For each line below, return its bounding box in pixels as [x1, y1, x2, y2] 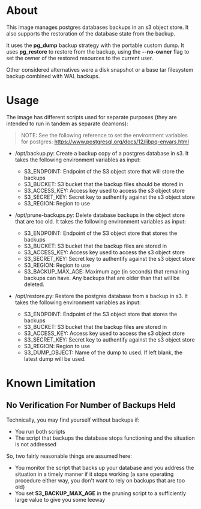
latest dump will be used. [23, 355, 86, 362]
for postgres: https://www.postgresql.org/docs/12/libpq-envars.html [20, 138, 189, 145]
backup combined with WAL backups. [6, 72, 100, 80]
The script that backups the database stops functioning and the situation [14, 434, 195, 442]
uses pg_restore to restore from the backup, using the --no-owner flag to [6, 48, 190, 55]
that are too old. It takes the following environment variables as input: [14, 217, 186, 225]
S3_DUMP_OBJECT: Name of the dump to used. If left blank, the [23, 349, 183, 356]
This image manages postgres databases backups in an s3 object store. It [6, 23, 189, 31]
